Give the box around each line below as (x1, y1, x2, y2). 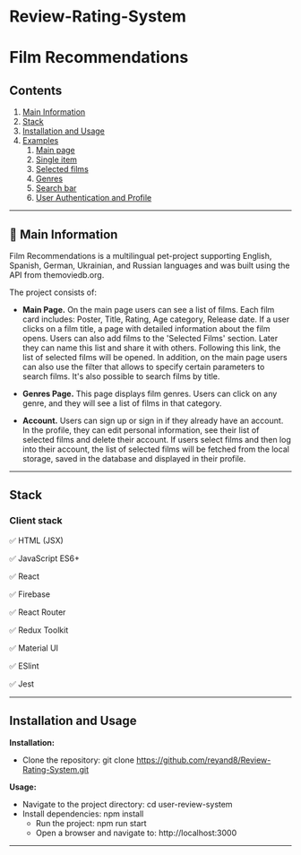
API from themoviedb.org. (9, 270, 105, 280)
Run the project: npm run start (35, 817, 147, 828)
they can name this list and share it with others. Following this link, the (21, 342, 281, 353)
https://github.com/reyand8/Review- (135, 755, 271, 765)
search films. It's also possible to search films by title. (21, 371, 220, 382)
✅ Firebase (9, 589, 51, 600)
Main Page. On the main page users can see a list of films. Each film (21, 305, 275, 315)
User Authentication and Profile (35, 193, 152, 203)
